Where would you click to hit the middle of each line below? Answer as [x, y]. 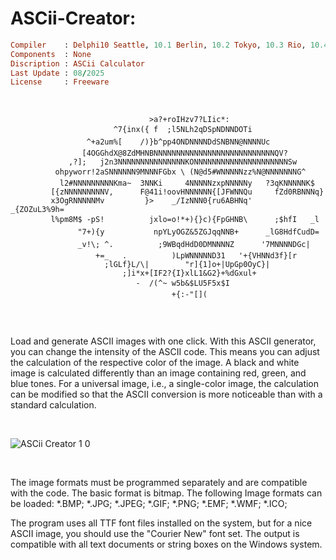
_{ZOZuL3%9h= [37, 210]
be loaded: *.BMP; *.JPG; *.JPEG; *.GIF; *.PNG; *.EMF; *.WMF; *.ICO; [149, 504]
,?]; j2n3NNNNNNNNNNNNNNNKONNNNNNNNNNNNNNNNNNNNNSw [183, 162]
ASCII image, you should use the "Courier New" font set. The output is [155, 534]
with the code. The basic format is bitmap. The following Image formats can [166, 493]
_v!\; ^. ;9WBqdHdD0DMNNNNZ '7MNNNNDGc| [194, 245]
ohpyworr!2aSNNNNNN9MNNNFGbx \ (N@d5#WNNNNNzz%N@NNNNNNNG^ [180, 172]
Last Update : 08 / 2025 [57, 73]
